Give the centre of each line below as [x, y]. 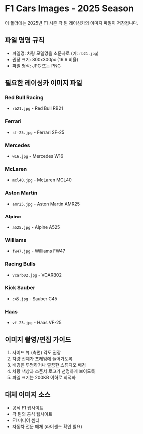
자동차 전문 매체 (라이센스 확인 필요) [47, 426]
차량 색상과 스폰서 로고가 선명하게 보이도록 [54, 371]
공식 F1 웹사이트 [28, 408]
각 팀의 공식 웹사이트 [32, 414]
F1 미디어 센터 [26, 420]
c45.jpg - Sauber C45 [35, 299]
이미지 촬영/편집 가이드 [38, 339]
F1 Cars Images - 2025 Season [69, 9]
